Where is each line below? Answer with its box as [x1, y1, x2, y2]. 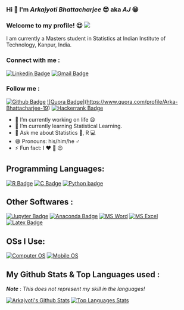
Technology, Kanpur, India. [6, 41, 72, 48]
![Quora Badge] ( [46, 98, 87, 105]
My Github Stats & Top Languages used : [6, 269, 160, 280]
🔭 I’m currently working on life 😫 [14, 116, 96, 123]
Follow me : [6, 85, 40, 93]
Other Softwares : [6, 197, 73, 207]
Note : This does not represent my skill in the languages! [6, 286, 145, 293]
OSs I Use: [6, 236, 46, 246]
